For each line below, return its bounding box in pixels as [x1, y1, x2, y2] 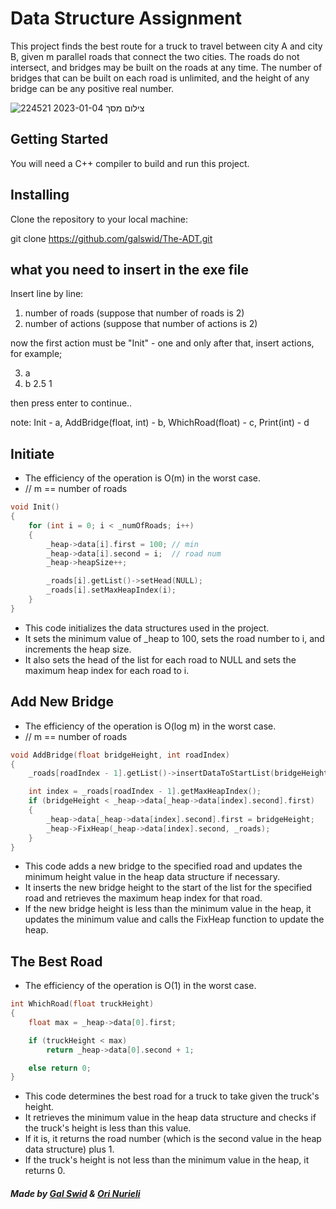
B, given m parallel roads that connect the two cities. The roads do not [10, 50, 300, 62]
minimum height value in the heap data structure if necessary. [24, 871, 280, 883]
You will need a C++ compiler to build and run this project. [10, 157, 250, 169]
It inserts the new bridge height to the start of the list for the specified [24, 882, 313, 894]
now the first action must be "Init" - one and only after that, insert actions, [10, 337, 315, 349]
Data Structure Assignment [10, 7, 242, 30]
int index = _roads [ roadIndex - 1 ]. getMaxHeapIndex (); [28, 787, 262, 797]
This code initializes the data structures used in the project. [24, 622, 270, 634]
